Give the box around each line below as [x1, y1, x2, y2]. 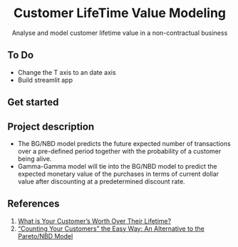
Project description [7, 120, 95, 132]
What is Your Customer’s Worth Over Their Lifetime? [17, 216, 172, 225]
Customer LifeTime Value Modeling [13, 5, 227, 21]
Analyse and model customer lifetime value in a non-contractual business [11, 28, 228, 37]
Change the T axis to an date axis [17, 68, 116, 76]
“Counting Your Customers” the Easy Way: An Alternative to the [17, 224, 205, 233]
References [7, 198, 60, 210]
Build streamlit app [17, 75, 73, 84]
